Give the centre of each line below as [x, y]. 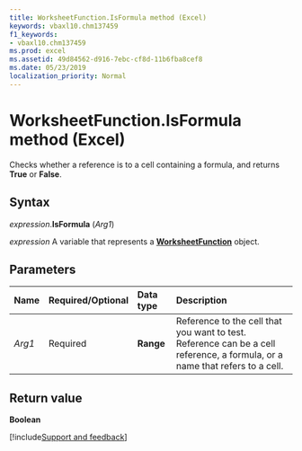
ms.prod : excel [38, 51]
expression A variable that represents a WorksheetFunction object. [135, 241]
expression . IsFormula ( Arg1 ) [62, 224]
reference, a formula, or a [229, 355]
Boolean [25, 420]
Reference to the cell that [229, 322]
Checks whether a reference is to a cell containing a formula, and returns [145, 164]
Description [201, 300]
